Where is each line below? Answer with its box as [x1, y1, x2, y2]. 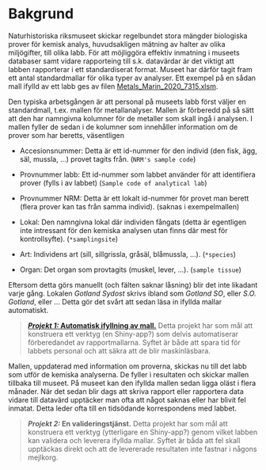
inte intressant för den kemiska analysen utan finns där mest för [19, 225, 228, 235]
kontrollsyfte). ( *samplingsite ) [19, 234, 119, 243]
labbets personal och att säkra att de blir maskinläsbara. [27, 346, 211, 355]
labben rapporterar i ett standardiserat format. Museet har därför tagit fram [8, 64, 253, 74]
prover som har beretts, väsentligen [8, 130, 125, 139]
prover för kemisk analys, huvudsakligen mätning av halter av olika [8, 39, 226, 48]
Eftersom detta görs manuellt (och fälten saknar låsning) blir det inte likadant [8, 280, 258, 289]
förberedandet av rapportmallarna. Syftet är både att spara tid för [27, 338, 241, 347]
